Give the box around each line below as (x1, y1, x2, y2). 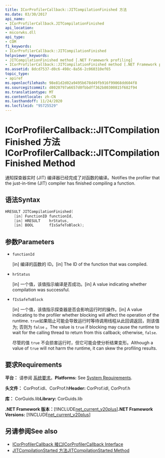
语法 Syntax (5, 196, 40, 204)
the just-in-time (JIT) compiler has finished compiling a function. (5, 180, 136, 186)
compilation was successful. (12, 287, 70, 293)
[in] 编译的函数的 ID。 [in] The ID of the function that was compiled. (12, 262, 148, 267)
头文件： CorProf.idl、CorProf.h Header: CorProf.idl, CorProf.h (5, 385, 131, 391)
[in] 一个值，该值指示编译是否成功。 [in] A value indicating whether (12, 281, 147, 287)
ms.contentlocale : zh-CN (5, 94, 56, 99)
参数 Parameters (5, 237, 55, 246)
